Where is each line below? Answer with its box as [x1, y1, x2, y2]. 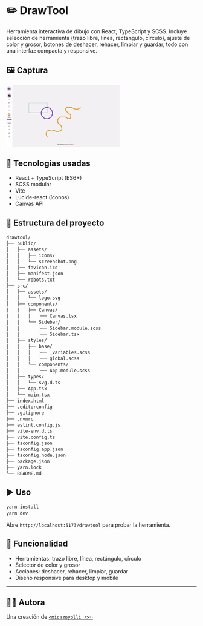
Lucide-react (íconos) [14, 194, 69, 201]
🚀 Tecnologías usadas [6, 158, 91, 168]
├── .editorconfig [6, 404, 53, 410]
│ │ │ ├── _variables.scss [6, 349, 91, 356]
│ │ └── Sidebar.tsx [6, 331, 80, 338]
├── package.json [6, 458, 50, 465]
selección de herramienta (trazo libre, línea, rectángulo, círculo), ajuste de [6, 34, 190, 41]
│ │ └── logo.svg [6, 295, 61, 301]
